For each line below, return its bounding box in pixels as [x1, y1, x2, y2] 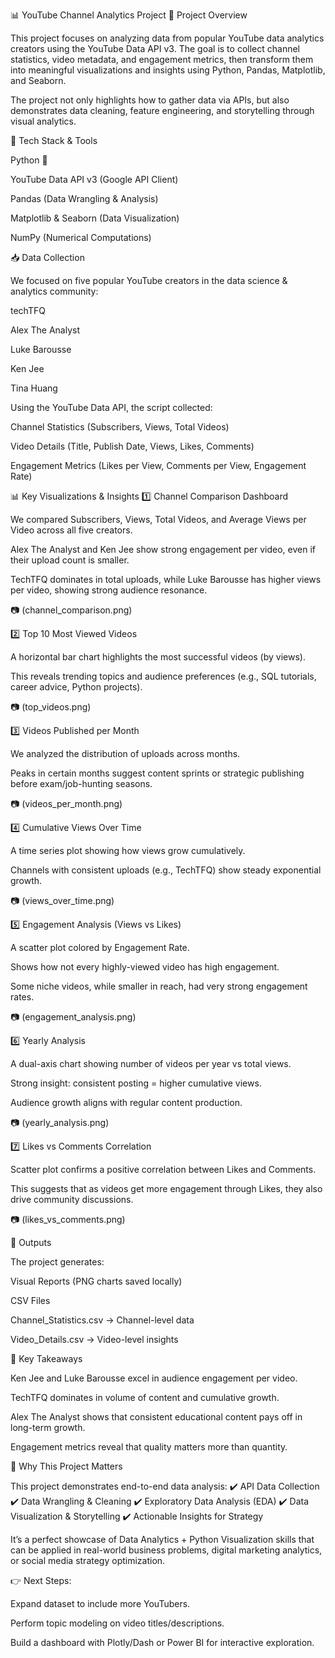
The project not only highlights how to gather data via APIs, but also [10, 94, 290, 106]
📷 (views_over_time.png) [10, 895, 115, 906]
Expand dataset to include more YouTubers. [10, 1598, 191, 1609]
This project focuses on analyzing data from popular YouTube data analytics [10, 32, 325, 44]
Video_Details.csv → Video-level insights [10, 1334, 179, 1345]
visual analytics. [10, 115, 77, 127]
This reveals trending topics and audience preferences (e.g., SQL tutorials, [10, 670, 317, 682]
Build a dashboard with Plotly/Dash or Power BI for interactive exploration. [10, 1637, 315, 1648]
